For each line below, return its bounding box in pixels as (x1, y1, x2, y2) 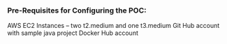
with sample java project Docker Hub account (7, 29, 138, 37)
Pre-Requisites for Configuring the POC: (7, 6, 147, 15)
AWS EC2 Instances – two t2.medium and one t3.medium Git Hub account (7, 22, 220, 30)
